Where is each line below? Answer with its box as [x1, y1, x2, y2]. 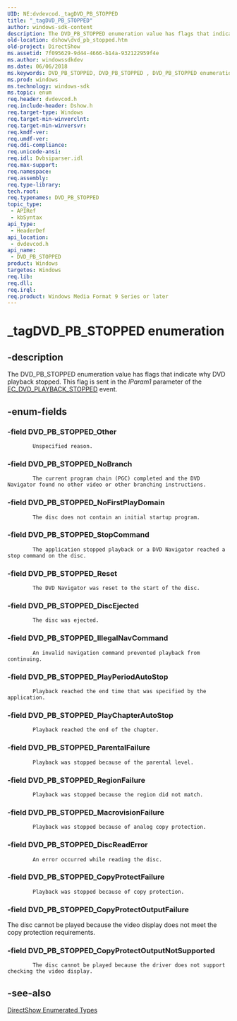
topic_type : [7, 201, 42, 208]
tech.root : [7, 188, 39, 195]
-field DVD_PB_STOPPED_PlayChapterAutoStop [7, 710, 174, 720]
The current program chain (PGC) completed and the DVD [32, 475, 200, 483]
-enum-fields [7, 406, 67, 418]
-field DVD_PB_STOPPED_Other [7, 427, 117, 437]
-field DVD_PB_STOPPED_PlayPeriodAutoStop [7, 672, 169, 682]
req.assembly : [7, 175, 49, 182]
